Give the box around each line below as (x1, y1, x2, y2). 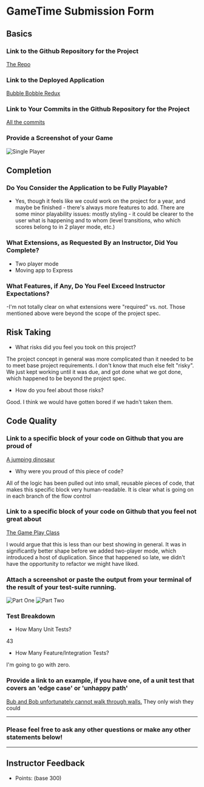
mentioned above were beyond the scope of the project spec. (6, 309, 161, 317)
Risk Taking (6, 327, 52, 337)
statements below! (6, 733, 63, 741)
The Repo (6, 60, 31, 68)
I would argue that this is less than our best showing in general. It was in (6, 540, 187, 548)
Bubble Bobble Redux (6, 90, 61, 97)
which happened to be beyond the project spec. (6, 375, 126, 382)
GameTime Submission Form (6, 4, 155, 18)
